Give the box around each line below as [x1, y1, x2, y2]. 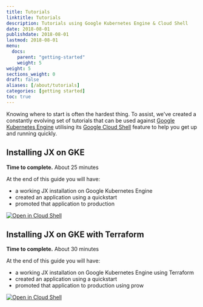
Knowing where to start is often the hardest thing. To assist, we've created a [6, 110, 197, 117]
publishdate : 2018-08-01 [6, 32, 69, 38]
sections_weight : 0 [6, 71, 56, 77]
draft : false [6, 77, 39, 83]
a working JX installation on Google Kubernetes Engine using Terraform [15, 269, 195, 277]
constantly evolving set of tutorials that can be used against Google [6, 117, 175, 124]
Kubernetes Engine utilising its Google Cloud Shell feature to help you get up [6, 123, 198, 131]
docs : [12, 49, 26, 55]
